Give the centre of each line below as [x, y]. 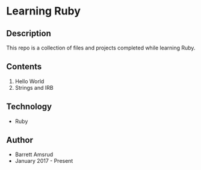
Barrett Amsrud [34, 154]
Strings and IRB [34, 87]
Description [29, 33]
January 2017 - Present [44, 161]
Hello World [29, 81]
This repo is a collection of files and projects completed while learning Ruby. [101, 48]
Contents [24, 67]
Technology [29, 107]
